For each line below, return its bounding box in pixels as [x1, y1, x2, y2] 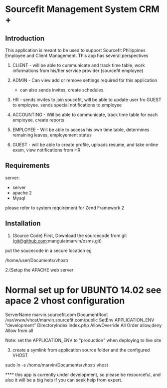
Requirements [5, 161, 50, 170]
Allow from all [5, 327, 33, 333]
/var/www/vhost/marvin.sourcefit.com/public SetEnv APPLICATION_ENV [5, 316, 155, 323]
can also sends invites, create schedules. [19, 87, 105, 93]
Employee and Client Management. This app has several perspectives [5, 52, 149, 58]
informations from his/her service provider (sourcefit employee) [12, 67, 144, 73]
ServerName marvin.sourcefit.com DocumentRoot [5, 311, 108, 317]
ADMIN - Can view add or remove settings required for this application [12, 77, 158, 83]
